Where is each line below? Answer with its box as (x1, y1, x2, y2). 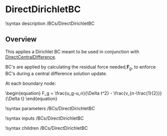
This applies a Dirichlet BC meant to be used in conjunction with (5, 48, 140, 54)
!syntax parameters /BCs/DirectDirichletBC (5, 105, 95, 111)
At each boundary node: (5, 80, 56, 86)
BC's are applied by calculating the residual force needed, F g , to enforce (5, 63, 156, 71)
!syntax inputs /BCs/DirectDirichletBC (5, 115, 84, 121)
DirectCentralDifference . (5, 54, 57, 60)
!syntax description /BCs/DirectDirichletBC (5, 20, 95, 26)
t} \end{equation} (21, 95, 58, 101)
